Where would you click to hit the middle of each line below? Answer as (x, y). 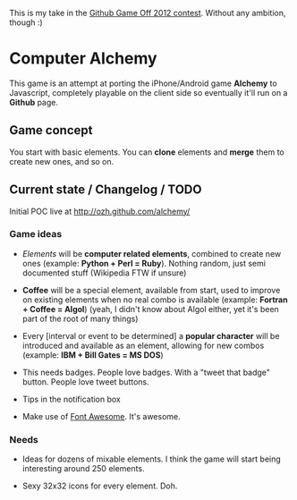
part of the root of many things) (80, 318)
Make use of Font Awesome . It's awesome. (101, 416)
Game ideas (36, 234)
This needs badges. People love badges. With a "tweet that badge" (146, 372)
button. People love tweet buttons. (85, 381)
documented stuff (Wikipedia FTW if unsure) (104, 273)
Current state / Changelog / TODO (106, 190)
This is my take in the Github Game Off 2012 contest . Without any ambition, (148, 13)
